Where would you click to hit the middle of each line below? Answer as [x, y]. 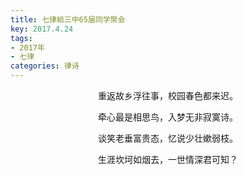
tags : [21, 38]
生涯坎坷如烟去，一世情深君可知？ [168, 159]
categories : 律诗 [45, 66]
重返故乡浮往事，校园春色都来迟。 [168, 95]
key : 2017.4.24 [42, 29]
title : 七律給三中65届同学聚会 [68, 19]
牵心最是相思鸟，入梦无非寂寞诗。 [168, 117]
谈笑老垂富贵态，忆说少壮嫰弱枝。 [168, 138]
